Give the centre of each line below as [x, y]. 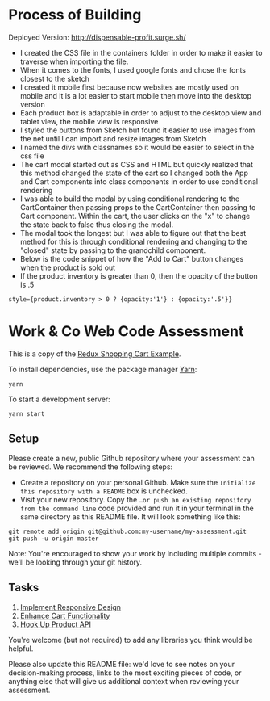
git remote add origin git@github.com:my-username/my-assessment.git [128, 531]
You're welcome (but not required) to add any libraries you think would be [131, 640]
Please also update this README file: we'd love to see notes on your [122, 664]
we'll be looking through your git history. [75, 562]
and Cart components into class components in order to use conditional [139, 181]
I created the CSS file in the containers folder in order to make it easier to [141, 52]
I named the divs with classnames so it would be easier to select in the [137, 147]
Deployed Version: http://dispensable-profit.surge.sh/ [98, 37]
